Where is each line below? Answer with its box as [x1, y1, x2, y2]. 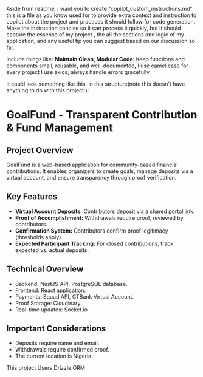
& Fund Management [6, 121, 114, 135]
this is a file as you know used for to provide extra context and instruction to [6, 12, 197, 19]
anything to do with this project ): [6, 87, 89, 93]
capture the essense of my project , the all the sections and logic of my [6, 31, 184, 38]
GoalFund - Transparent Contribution [6, 108, 198, 122]
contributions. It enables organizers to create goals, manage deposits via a [6, 168, 193, 175]
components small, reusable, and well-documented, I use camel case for [6, 62, 188, 69]
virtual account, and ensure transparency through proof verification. [6, 174, 177, 181]
